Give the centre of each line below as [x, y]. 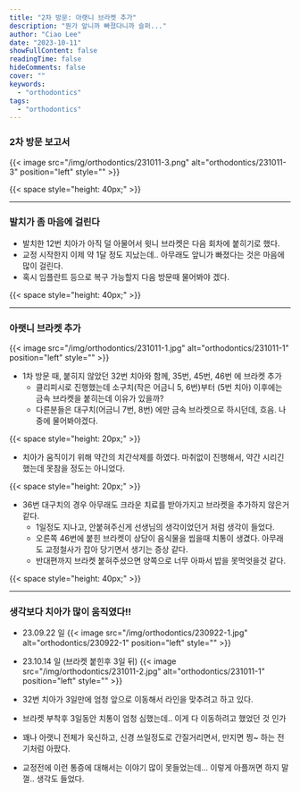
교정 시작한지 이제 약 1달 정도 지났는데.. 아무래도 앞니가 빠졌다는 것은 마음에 [154, 254]
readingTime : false [46, 59]
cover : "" [28, 76]
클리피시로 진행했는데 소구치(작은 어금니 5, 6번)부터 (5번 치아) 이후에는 [159, 387]
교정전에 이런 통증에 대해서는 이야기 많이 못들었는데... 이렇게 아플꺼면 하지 [150, 768]
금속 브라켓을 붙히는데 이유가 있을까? [100, 398]
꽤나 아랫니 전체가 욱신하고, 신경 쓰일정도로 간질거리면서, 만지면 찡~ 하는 [148, 737]
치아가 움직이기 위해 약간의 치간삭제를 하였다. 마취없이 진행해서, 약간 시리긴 [153, 457]
